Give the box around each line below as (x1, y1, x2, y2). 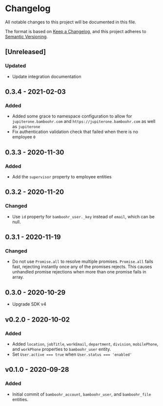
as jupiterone (12, 124, 41, 130)
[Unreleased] (5, 48, 46, 56)
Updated (5, 62, 26, 69)
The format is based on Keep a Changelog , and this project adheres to (5, 28, 146, 34)
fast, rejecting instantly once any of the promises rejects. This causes (12, 264, 152, 270)
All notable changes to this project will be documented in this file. (5, 19, 137, 25)
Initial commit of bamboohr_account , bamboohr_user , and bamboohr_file (12, 391, 151, 397)
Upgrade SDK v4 (12, 301, 46, 307)
